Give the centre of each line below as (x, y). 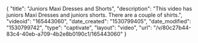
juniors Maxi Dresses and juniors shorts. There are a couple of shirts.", (94, 15)
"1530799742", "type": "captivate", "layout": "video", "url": (79, 27)
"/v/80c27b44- (172, 27)
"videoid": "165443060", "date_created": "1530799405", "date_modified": (99, 21)
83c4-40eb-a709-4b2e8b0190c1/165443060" (65, 34)
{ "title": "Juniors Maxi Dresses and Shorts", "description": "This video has (99, 9)
